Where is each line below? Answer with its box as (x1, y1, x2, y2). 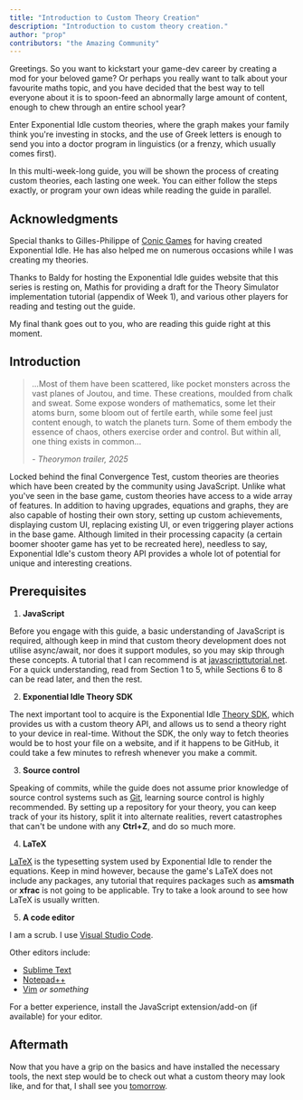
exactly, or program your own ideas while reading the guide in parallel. (9, 185, 271, 196)
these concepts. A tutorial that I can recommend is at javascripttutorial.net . (9, 654, 288, 665)
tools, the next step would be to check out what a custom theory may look (9, 1070, 286, 1082)
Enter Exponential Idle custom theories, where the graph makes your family (9, 120, 289, 130)
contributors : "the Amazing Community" (9, 38, 160, 48)
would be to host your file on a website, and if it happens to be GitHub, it (9, 737, 279, 748)
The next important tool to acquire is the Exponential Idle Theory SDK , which (9, 708, 295, 720)
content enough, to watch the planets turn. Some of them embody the (31, 416, 292, 427)
